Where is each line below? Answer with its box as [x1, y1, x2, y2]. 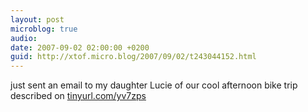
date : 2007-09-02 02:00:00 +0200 [10, 42, 150, 53]
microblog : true [10, 24, 78, 34]
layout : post [10, 14, 65, 25]
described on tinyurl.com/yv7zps [10, 90, 147, 102]
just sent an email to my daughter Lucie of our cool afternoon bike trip [10, 79, 298, 91]
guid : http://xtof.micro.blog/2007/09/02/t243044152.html [10, 52, 257, 62]
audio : [10, 33, 38, 43]
